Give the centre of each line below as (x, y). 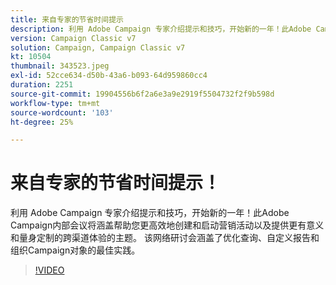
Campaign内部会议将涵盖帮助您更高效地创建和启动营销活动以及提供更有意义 (167, 225)
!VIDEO (49, 270)
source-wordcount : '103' (62, 112)
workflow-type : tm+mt (55, 103)
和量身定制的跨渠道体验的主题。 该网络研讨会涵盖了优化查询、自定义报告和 (165, 238)
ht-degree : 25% (42, 122)
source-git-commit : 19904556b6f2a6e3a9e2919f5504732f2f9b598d (142, 94)
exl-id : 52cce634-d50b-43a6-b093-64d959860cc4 (109, 76)
